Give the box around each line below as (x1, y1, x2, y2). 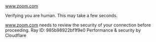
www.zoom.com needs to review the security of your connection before (5, 22, 151, 28)
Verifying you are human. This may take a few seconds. (5, 13, 118, 18)
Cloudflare (5, 33, 27, 38)
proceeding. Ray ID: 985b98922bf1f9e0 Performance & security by (5, 27, 141, 33)
